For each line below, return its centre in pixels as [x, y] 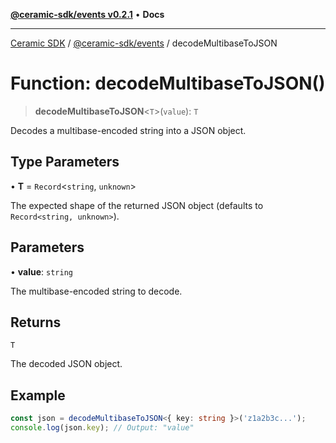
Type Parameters [65, 162]
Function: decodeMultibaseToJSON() [168, 83]
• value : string [41, 271]
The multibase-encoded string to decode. [96, 291]
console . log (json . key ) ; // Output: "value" [102, 428]
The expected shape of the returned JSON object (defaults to [137, 205]
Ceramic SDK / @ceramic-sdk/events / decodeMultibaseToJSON [144, 43]
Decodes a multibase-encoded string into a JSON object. [128, 130]
